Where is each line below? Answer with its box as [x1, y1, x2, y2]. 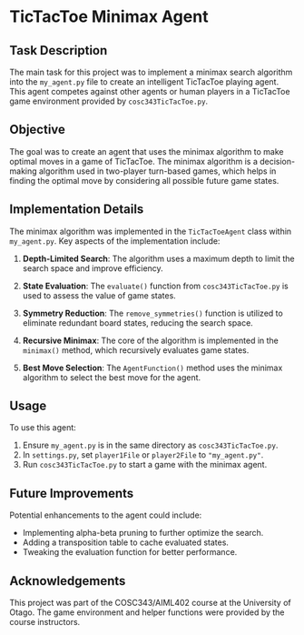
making [9, 166, 38, 176]
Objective [9, 122, 66, 137]
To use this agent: [9, 422, 77, 433]
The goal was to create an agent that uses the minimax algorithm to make [9, 146, 284, 156]
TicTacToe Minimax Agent [9, 6, 209, 27]
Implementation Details [9, 202, 144, 217]
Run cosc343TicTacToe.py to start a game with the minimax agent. [22, 459, 268, 470]
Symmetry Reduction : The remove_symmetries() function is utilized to [22, 307, 283, 318]
